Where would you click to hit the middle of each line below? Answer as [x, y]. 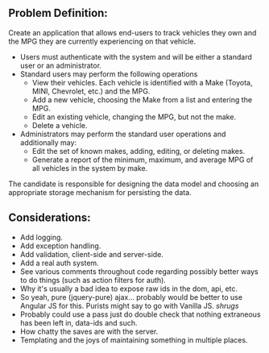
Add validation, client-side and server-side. [91, 254]
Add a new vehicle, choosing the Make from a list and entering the [142, 99]
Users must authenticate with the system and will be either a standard [136, 56]
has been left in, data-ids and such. [79, 322]
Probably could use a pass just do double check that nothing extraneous [140, 314]
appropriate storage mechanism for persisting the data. [100, 192]
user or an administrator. [61, 65]
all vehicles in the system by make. [90, 168]
